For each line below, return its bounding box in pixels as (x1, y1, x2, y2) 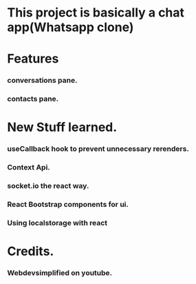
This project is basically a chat (7, 5, 184, 21)
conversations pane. (7, 76, 78, 85)
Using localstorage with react (7, 219, 108, 228)
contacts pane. (7, 94, 59, 104)
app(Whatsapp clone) (7, 19, 134, 35)
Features (7, 51, 59, 67)
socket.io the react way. (7, 181, 89, 191)
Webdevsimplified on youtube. (7, 268, 113, 278)
